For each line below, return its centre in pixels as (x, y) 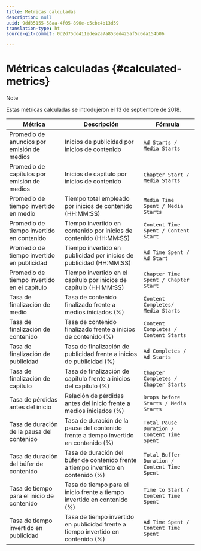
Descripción (101, 124)
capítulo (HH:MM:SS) (95, 287)
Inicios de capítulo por (96, 174)
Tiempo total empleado (97, 199)
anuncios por (28, 142)
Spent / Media (163, 206)
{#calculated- (147, 69)
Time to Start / (166, 490)
